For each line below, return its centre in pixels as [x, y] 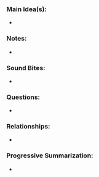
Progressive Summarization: [50, 155]
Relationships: [28, 127]
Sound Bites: [26, 68]
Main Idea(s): [27, 9]
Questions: [23, 97]
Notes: [17, 39]
